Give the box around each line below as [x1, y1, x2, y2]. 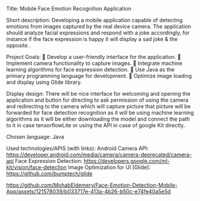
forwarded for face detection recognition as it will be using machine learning [6, 109, 194, 116]
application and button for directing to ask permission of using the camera [6, 96, 189, 103]
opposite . [6, 42, 31, 49]
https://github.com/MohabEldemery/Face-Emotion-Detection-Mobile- [6, 181, 178, 189]
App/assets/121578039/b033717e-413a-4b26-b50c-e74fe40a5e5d [6, 188, 171, 195]
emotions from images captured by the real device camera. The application [6, 23, 192, 30]
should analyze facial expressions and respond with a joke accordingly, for [6, 29, 190, 36]
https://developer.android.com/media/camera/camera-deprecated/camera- [6, 151, 192, 158]
